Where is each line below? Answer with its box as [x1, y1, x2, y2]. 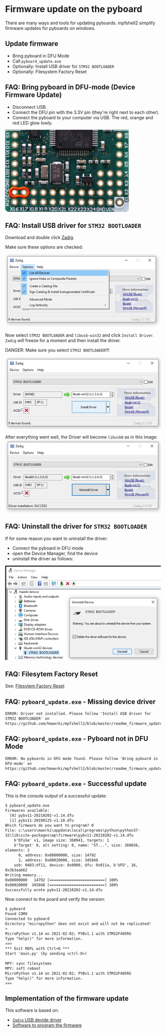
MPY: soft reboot [5, 966, 41, 971]
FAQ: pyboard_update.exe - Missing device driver [5, 697, 156, 706]
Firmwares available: [5, 808, 50, 813]
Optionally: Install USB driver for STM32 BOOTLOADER [12, 63, 115, 69]
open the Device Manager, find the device [12, 550, 98, 556]
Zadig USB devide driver [12, 1017, 62, 1023]
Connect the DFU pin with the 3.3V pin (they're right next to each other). [12, 109, 160, 115]
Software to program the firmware [12, 1022, 82, 1029]
